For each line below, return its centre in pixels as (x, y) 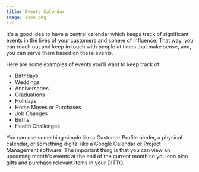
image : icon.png (26, 17)
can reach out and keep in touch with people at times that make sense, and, (99, 46)
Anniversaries (32, 88)
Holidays (26, 100)
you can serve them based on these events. (60, 53)
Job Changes (31, 113)
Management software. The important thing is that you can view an (88, 150)
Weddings (27, 82)
